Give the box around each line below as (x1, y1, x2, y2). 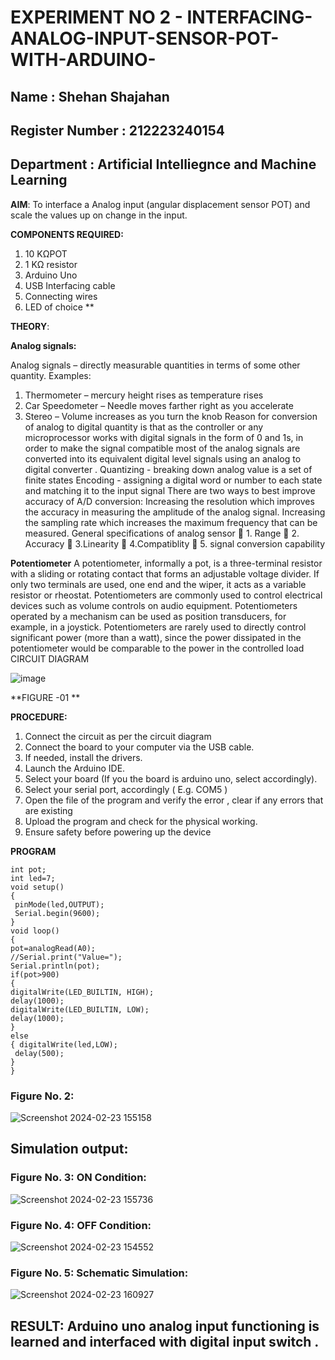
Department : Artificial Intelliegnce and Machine (10, 156, 317, 173)
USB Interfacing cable (24, 279, 116, 291)
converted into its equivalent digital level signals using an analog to (24, 452, 302, 465)
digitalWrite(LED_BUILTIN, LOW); (10, 1004, 150, 1015)
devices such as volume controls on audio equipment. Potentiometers (10, 599, 298, 611)
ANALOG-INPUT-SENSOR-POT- (10, 27, 280, 50)
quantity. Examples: (10, 369, 92, 381)
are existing (24, 804, 73, 816)
